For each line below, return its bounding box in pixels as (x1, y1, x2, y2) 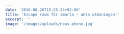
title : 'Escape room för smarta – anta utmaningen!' (5, 12, 120, 17)
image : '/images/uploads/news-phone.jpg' (5, 21, 95, 26)
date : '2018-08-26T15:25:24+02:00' (5, 7, 81, 12)
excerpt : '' (5, 16, 31, 21)
